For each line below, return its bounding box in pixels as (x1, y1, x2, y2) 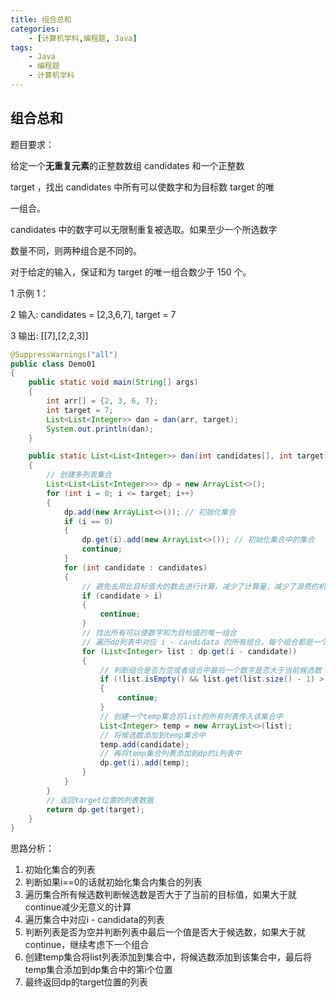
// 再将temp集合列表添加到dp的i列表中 (99, 749, 242, 759)
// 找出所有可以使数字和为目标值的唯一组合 (81, 628, 237, 638)
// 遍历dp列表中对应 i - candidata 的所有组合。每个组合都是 (81, 637, 313, 647)
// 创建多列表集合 (46, 470, 112, 480)
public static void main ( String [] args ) (28, 377, 199, 388)
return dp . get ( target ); (46, 804, 145, 815)
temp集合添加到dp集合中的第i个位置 (24, 964, 173, 976)
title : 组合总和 (10, 14, 72, 25)
